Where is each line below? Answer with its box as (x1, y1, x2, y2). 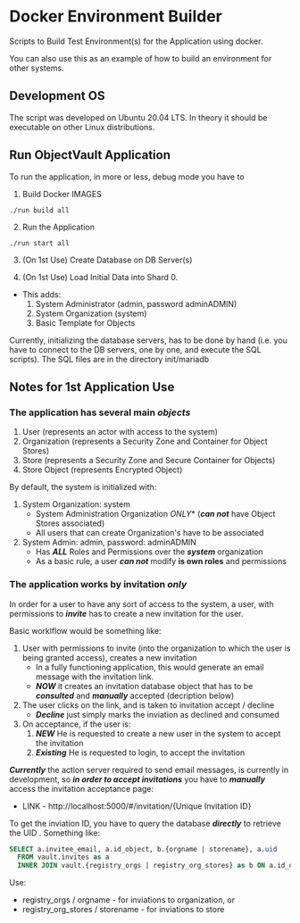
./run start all (9, 238, 70, 247)
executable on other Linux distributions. (9, 121, 155, 132)
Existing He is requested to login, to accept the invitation (35, 747, 246, 758)
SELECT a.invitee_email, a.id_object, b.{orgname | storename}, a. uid (9, 844, 278, 853)
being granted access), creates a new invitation (21, 652, 198, 662)
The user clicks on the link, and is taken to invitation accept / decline (21, 699, 275, 711)
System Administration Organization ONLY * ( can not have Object (35, 509, 276, 520)
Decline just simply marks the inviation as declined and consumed (35, 709, 279, 719)
